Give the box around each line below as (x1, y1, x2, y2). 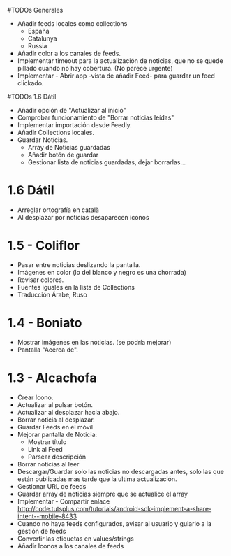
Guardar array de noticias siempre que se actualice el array (17, 490, 188, 498)
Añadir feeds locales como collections (17, 20, 128, 27)
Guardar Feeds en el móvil (17, 422, 93, 431)
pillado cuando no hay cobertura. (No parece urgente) (17, 64, 173, 72)
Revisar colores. (17, 276, 64, 284)
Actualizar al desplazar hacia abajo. (17, 408, 120, 416)
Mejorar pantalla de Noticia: (17, 430, 98, 439)
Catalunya (27, 34, 57, 43)
